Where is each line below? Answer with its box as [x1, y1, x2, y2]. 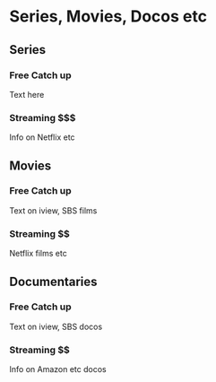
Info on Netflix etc [9, 132, 75, 143]
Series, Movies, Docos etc [9, 6, 208, 27]
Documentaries [9, 273, 98, 289]
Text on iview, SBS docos [9, 321, 103, 332]
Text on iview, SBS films [9, 204, 98, 216]
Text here [9, 89, 45, 100]
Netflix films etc [9, 248, 67, 259]
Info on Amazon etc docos [9, 364, 107, 375]
